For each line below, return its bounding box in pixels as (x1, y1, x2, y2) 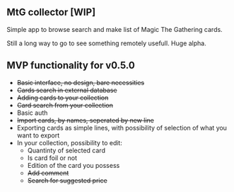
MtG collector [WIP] (6, 6, 96, 18)
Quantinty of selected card (27, 146, 105, 154)
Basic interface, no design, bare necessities (16, 78, 145, 86)
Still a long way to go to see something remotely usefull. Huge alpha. (6, 39, 206, 47)
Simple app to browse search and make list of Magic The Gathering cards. (6, 25, 223, 33)
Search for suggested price (27, 176, 107, 184)
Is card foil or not (27, 153, 77, 162)
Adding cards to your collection (16, 93, 109, 102)
